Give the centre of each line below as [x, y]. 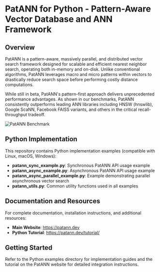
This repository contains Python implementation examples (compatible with [80, 151]
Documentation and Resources [53, 201]
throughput [16, 114]
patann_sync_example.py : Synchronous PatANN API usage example [81, 165]
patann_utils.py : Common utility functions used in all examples [75, 186]
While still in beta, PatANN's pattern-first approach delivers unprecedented [80, 94]
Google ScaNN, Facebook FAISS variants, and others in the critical [71, 109]
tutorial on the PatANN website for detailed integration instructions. [72, 264]
